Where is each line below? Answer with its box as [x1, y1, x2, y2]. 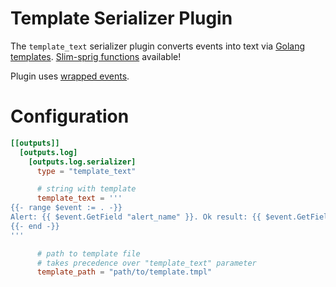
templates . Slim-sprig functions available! [10, 50, 182, 62]
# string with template [36, 184, 137, 194]
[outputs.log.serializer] [28, 157, 137, 167]
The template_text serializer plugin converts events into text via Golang [10, 40, 306, 52]
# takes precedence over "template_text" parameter [36, 258, 257, 268]
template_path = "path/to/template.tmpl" [36, 267, 213, 277]
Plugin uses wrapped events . [10, 70, 130, 82]
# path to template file [36, 248, 141, 259]
